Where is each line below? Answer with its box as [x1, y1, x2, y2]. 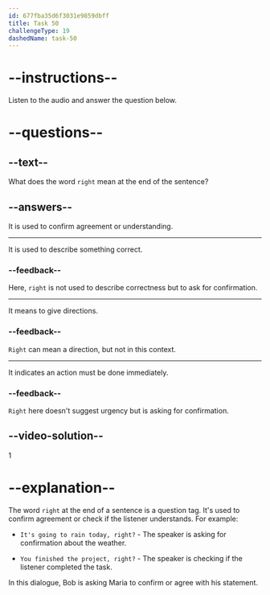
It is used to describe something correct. [8, 244, 143, 254]
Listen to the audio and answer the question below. [8, 96, 178, 105]
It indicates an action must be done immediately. [8, 367, 169, 377]
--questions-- [8, 124, 103, 142]
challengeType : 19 [8, 27, 70, 35]
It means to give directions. [8, 306, 99, 316]
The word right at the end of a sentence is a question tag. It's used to [8, 505, 240, 515]
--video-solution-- [8, 429, 104, 443]
